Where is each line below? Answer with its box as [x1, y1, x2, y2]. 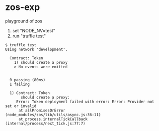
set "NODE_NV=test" [12, 27, 56, 33]
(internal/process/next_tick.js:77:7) [5, 121, 85, 126]
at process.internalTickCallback [18, 117, 88, 122]
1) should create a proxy [14, 60, 68, 65]
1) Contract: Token [9, 90, 50, 96]
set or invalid [5, 104, 37, 109]
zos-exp [5, 1, 40, 13]
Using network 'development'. [5, 47, 68, 52]
